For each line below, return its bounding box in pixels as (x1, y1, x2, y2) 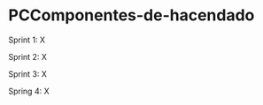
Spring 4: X (8, 86, 50, 96)
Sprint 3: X (8, 68, 48, 79)
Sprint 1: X (8, 34, 46, 45)
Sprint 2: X (8, 51, 48, 62)
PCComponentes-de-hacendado (8, 5, 255, 26)
